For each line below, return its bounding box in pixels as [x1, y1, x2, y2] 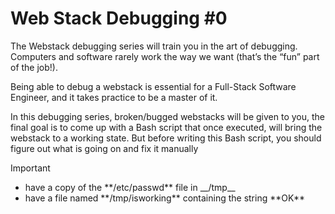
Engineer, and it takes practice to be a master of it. [10, 91, 218, 103]
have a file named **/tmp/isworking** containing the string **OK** [24, 192, 305, 204]
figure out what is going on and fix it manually [10, 142, 199, 154]
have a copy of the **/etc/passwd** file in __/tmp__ [24, 181, 236, 193]
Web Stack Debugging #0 [10, 7, 228, 30]
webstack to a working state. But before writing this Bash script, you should [10, 132, 322, 144]
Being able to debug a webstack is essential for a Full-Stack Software [10, 80, 297, 92]
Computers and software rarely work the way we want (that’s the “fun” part [10, 50, 320, 62]
